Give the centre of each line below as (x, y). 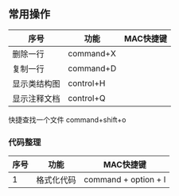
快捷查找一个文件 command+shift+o (67, 119)
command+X (92, 53)
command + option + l (125, 179)
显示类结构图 (37, 83)
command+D (92, 68)
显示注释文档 (37, 98)
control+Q (87, 98)
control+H (87, 83)
